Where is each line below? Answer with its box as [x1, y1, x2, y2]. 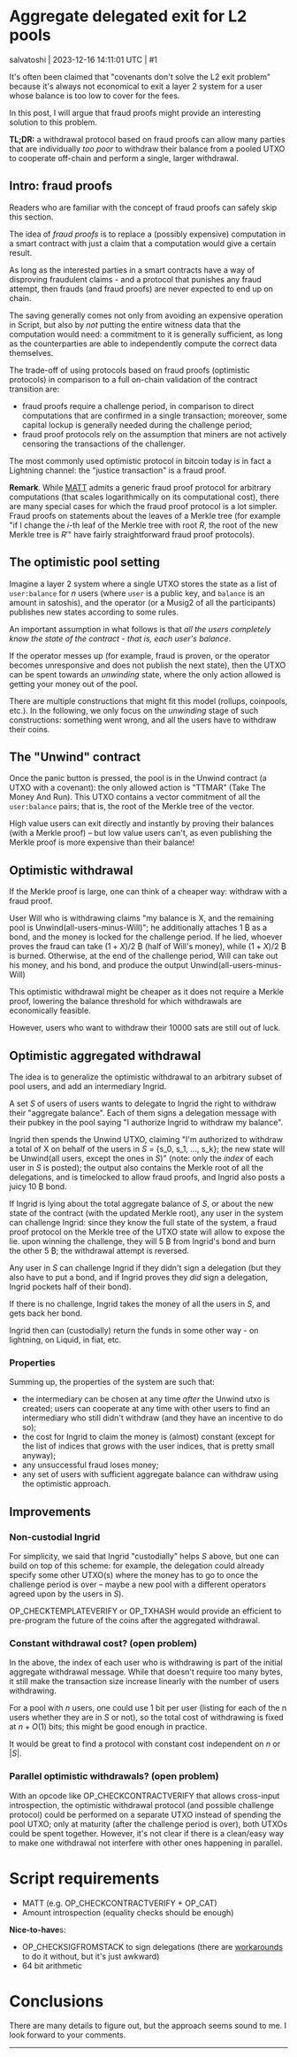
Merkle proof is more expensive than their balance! [9, 837, 195, 847]
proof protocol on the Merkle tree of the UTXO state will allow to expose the [9, 1226, 286, 1237]
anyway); [21, 1450, 56, 1461]
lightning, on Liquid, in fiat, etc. [9, 1334, 122, 1345]
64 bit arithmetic [21, 1960, 82, 1971]
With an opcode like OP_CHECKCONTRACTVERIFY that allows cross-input [9, 1790, 280, 1801]
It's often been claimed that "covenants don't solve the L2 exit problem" [9, 71, 271, 81]
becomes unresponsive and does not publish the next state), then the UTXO [9, 660, 286, 670]
